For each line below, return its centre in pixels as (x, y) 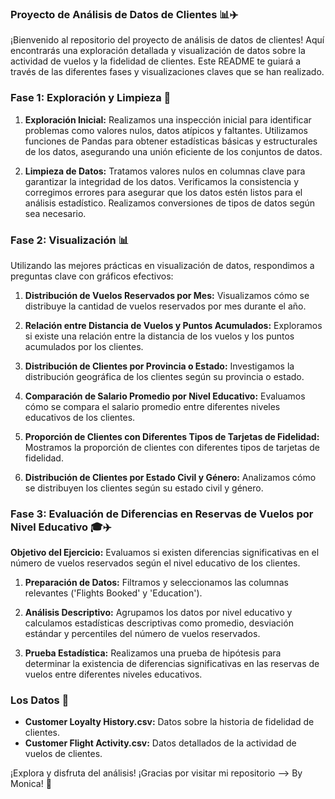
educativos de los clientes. (80, 417)
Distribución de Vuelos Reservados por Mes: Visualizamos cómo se (167, 295)
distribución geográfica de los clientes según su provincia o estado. (164, 376)
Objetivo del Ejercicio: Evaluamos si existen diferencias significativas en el (165, 553)
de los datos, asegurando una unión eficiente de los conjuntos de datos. (173, 151)
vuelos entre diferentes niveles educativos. (113, 674)
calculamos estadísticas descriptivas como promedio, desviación (159, 623)
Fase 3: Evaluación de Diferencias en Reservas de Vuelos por (162, 514)
